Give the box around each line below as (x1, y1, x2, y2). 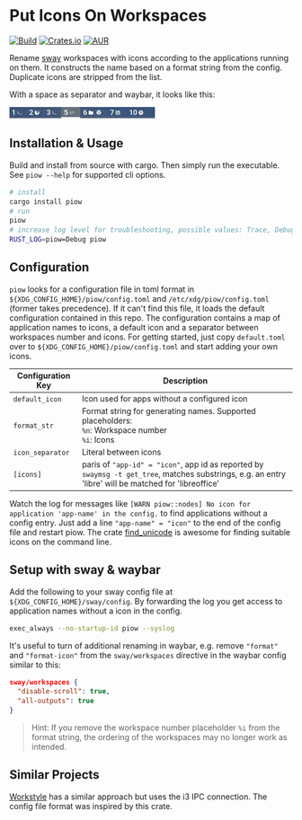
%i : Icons (82, 434, 115, 445)
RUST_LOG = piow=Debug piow (9, 235, 106, 244)
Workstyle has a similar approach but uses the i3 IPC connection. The (9, 791, 268, 802)
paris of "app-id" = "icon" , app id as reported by (82, 459, 264, 470)
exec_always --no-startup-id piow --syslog (9, 623, 175, 633)
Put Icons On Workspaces (9, 5, 207, 26)
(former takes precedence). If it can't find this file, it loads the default (9, 303, 265, 313)
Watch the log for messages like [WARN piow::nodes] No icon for (9, 498, 252, 508)
